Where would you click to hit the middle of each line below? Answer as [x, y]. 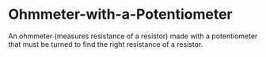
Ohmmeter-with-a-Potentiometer [121, 14]
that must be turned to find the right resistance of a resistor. [106, 44]
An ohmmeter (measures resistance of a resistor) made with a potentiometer [133, 36]
